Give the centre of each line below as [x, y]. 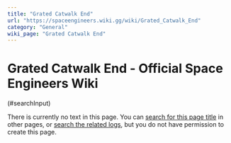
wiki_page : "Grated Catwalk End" [57, 34]
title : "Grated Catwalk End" [50, 14]
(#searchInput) [29, 103]
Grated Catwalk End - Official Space [115, 69]
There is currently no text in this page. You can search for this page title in [115, 117]
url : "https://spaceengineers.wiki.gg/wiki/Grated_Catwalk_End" [104, 21]
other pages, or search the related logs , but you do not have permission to [116, 125]
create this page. [32, 132]
